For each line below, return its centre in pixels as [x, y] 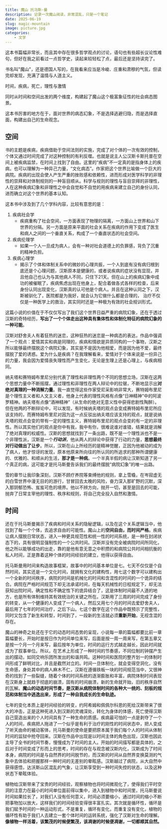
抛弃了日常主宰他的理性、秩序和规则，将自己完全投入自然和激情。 [73, 493]
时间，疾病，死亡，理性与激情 [36, 86]
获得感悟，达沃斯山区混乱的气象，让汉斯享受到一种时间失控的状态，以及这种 [83, 767]
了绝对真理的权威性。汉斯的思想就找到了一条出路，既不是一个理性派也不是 [81, 433]
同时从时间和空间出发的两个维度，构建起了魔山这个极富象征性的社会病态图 [81, 96]
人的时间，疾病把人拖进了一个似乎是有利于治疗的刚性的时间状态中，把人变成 [83, 723]
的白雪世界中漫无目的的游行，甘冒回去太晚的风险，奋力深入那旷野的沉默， [81, 481]
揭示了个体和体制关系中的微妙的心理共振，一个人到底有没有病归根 [87, 264]
